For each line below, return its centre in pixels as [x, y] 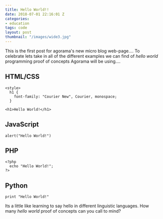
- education [17, 23]
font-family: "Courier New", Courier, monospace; [66, 97]
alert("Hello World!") [28, 136]
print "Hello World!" [27, 197]
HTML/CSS [23, 77]
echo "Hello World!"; [32, 166]
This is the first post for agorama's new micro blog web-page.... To [72, 51]
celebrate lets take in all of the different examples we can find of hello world [81, 56]
